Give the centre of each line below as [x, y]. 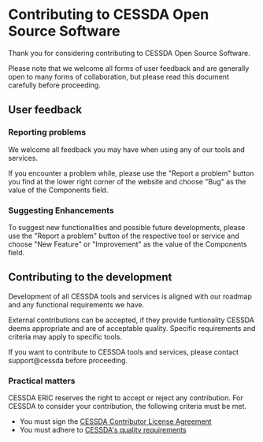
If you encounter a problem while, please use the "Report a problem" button [131, 173]
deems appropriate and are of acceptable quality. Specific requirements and [132, 328]
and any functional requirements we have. [76, 304]
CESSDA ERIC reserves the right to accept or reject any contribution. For [126, 398]
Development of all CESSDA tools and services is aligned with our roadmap [130, 296]
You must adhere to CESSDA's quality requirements [103, 430]
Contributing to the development [90, 277]
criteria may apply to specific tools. [65, 336]
